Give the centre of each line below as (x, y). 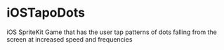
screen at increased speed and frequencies (70, 39)
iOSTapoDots (46, 13)
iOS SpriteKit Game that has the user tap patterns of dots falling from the (112, 32)
